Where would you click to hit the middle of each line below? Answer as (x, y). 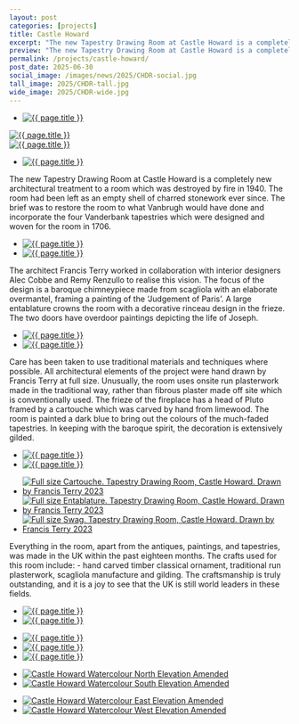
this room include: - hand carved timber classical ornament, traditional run (145, 565)
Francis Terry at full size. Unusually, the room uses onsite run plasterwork (144, 381)
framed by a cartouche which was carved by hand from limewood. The (139, 409)
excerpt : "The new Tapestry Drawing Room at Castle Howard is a (131, 42)
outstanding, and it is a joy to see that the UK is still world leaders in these (145, 584)
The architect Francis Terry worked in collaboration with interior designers (145, 270)
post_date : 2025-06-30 (51, 68)
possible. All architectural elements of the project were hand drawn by (138, 371)
